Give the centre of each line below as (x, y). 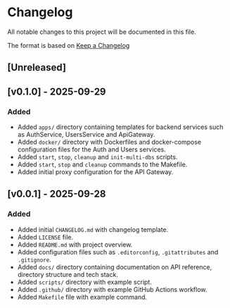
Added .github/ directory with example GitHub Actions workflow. (112, 289)
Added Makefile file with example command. (82, 297)
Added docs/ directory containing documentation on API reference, (115, 267)
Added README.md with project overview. (75, 245)
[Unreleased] (37, 68)
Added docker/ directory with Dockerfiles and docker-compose (109, 142)
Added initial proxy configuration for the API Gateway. (95, 172)
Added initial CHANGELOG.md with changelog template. (93, 229)
